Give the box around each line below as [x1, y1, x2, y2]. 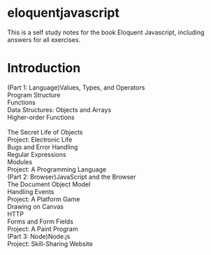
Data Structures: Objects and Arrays [7, 105, 112, 113]
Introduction [7, 60, 81, 76]
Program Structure [7, 90, 61, 99]
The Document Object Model [7, 180, 91, 188]
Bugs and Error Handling [7, 142, 78, 151]
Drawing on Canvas [7, 202, 64, 211]
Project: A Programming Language [7, 165, 107, 173]
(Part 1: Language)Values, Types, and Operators [7, 83, 145, 92]
